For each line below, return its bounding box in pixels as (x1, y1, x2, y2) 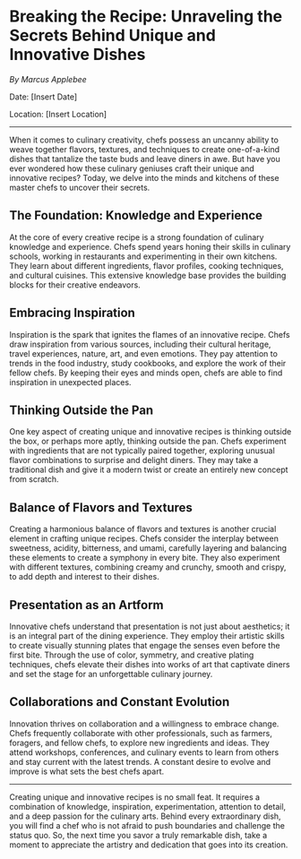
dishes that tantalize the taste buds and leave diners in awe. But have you (9, 153, 280, 164)
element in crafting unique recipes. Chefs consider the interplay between (9, 533, 279, 544)
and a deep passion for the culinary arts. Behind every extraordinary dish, (9, 811, 281, 821)
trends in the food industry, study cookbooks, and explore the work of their (9, 357, 287, 368)
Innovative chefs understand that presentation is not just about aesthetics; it (9, 621, 290, 631)
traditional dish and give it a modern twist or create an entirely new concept (9, 464, 288, 476)
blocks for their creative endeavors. (9, 279, 141, 290)
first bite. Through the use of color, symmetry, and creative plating (9, 649, 254, 660)
